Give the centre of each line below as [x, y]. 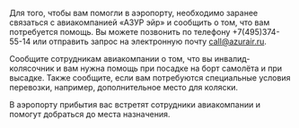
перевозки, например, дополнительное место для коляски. [124, 87]
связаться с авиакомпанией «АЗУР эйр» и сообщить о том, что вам [140, 22]
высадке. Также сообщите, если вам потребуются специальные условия [150, 78]
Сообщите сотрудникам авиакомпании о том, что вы [111, 59]
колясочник [32, 68]
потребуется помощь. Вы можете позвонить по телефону [120, 32]
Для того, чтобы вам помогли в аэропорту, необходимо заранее [134, 13]
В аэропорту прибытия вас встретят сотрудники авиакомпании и [135, 105]
